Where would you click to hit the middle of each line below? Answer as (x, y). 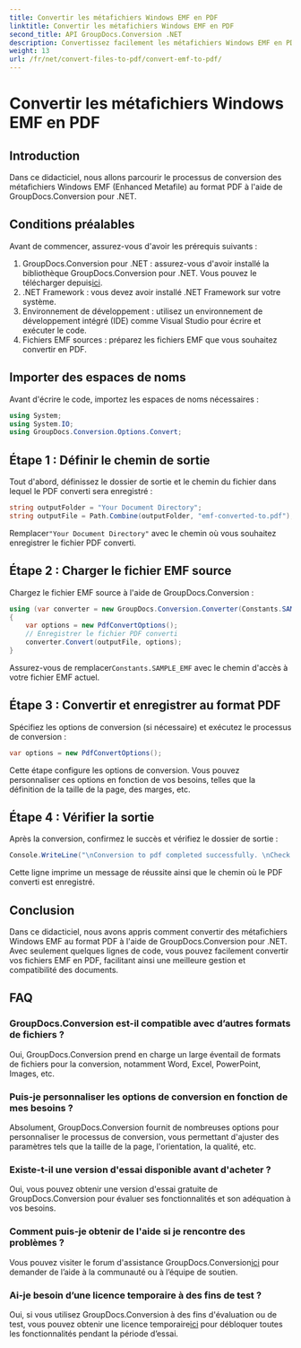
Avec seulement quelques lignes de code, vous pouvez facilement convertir (149, 951)
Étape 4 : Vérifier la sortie (82, 817)
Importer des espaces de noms (98, 378)
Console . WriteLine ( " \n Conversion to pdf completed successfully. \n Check (150, 856)
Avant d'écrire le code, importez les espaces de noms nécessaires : (134, 399)
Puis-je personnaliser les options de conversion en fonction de (149, 1097)
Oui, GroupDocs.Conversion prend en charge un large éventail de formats (145, 1054)
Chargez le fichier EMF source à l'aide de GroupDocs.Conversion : (132, 592)
